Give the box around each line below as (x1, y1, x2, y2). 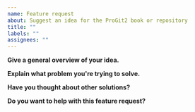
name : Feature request (7, 10, 74, 18)
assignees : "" (7, 37, 49, 44)
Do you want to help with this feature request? (7, 97, 146, 106)
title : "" (7, 23, 37, 30)
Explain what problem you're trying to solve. (7, 70, 141, 78)
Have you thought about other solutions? (7, 83, 131, 92)
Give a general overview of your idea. (7, 56, 119, 64)
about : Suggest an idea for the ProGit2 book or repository (7, 17, 189, 24)
